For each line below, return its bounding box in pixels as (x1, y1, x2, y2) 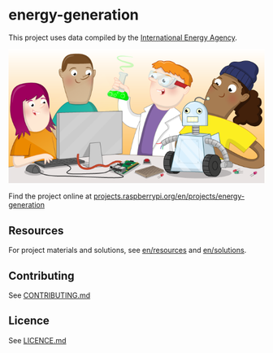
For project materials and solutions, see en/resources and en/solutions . (8, 246, 247, 255)
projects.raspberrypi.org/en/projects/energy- (93, 191, 245, 201)
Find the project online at (8, 191, 92, 201)
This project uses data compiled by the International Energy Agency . (8, 33, 237, 42)
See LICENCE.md (8, 335, 67, 345)
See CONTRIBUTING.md (8, 290, 91, 300)
